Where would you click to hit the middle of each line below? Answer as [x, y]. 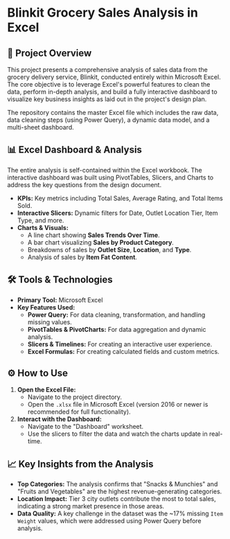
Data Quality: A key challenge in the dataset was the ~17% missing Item [120, 513]
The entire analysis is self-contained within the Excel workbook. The [105, 170]
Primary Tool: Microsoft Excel [60, 300]
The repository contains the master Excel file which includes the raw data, [113, 113]
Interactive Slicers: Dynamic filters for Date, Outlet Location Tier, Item [117, 213]
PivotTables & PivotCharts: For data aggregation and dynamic [117, 329]
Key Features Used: [46, 307]
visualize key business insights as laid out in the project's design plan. [107, 99]
